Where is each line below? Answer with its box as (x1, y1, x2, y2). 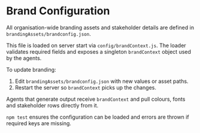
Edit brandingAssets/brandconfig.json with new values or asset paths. (14, 78, 189, 85)
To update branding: (6, 66, 56, 73)
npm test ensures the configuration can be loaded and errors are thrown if (6, 113, 190, 120)
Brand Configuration (6, 4, 110, 18)
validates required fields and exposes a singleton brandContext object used (6, 48, 192, 55)
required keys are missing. (6, 119, 72, 126)
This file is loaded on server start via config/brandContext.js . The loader (6, 42, 187, 49)
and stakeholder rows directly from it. (6, 101, 99, 109)
